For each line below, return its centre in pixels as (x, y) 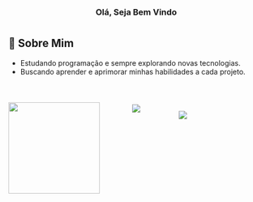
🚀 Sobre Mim (41, 43)
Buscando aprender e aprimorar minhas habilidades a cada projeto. (133, 71)
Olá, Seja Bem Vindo (136, 12)
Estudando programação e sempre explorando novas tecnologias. (130, 62)
